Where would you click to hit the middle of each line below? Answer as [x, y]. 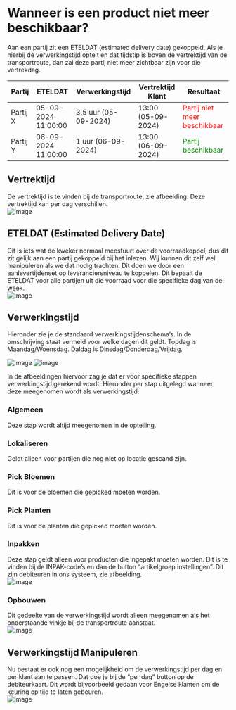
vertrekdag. [24, 70]
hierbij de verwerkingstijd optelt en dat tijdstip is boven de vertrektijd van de [117, 55]
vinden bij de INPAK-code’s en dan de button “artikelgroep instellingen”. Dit [116, 566]
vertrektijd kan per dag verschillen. [58, 204]
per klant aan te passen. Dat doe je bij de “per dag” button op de [101, 676]
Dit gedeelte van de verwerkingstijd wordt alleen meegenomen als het [109, 615]
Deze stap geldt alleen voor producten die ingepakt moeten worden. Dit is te [118, 559]
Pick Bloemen [31, 476]
